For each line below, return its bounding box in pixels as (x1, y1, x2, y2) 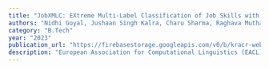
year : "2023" (8, 33, 52, 42)
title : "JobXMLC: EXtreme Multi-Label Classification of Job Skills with (8, 11, 260, 20)
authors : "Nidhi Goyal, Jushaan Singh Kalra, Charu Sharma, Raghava (8, 19, 242, 27)
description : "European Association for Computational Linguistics (8, 48, 239, 56)
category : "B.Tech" (8, 26, 74, 34)
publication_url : (8, 41, 66, 49)
